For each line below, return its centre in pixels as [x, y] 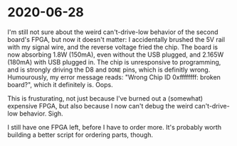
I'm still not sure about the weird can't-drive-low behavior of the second [113, 32]
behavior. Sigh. [41, 113]
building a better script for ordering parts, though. [80, 135]
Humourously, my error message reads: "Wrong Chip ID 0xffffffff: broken [114, 77]
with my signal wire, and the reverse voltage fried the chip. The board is [113, 47]
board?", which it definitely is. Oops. [60, 84]
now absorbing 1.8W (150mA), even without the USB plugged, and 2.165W [116, 55]
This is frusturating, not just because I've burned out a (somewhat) [105, 98]
